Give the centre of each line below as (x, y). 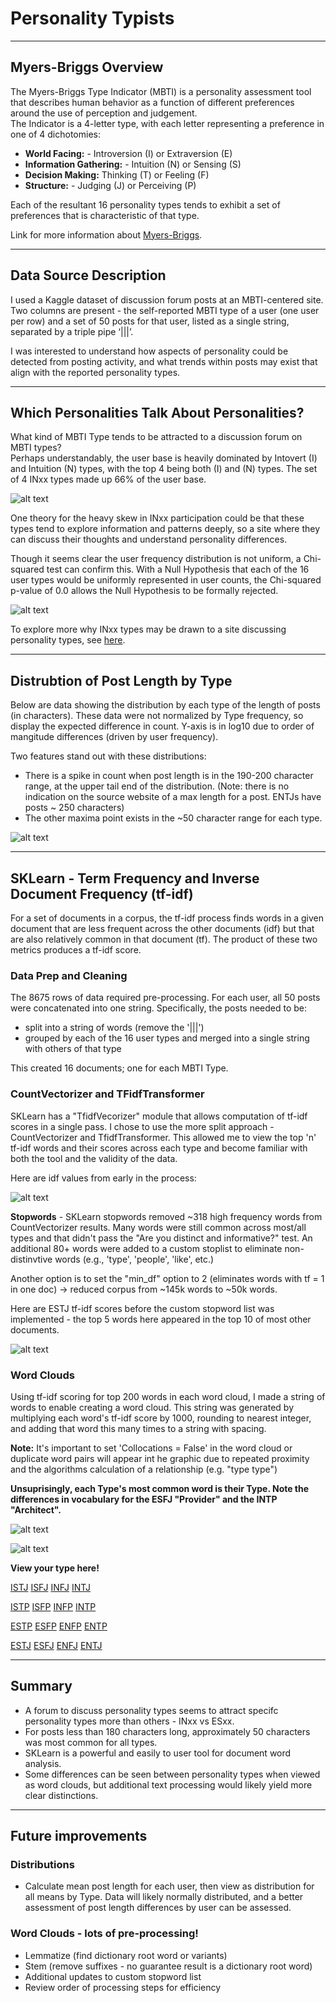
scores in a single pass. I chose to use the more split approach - (142, 1126)
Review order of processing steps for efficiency (123, 1987)
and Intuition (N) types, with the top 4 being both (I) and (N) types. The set (164, 469)
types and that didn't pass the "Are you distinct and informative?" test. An (161, 1238)
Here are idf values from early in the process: (103, 1178)
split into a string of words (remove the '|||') (114, 1028)
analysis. (43, 1763)
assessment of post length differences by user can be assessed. (158, 1908)
